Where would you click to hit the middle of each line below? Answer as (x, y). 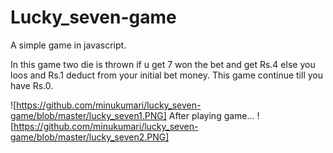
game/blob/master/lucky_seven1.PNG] (88, 115)
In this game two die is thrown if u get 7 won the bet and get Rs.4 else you (163, 64)
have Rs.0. (32, 85)
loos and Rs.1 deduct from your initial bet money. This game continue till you (166, 75)
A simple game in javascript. (68, 45)
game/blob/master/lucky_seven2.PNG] (90, 137)
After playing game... (211, 115)
